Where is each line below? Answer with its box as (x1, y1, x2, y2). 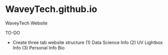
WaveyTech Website (5, 20, 48, 26)
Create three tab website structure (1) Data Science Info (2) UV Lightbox (12, 39, 163, 45)
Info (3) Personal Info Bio (12, 44, 65, 50)
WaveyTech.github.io (5, 3, 98, 15)
